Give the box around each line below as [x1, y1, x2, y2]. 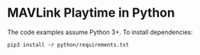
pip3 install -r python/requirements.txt [7, 41, 130, 48]
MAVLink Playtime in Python [7, 5, 176, 21]
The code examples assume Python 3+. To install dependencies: [7, 28, 193, 36]
